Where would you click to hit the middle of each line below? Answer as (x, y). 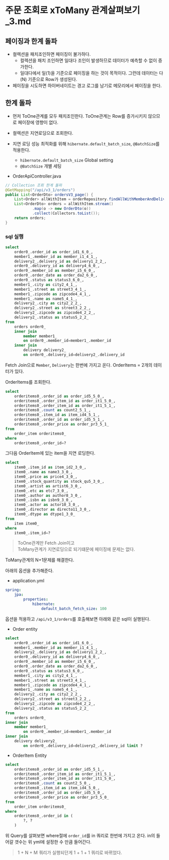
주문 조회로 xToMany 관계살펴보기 (73, 10)
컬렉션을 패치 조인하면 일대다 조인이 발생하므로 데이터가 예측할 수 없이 (89, 60)
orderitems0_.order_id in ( (44, 816)
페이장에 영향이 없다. (38, 122)
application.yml (28, 581)
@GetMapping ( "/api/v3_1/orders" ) (40, 190)
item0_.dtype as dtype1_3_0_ (45, 514)
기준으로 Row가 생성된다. (53, 79)
